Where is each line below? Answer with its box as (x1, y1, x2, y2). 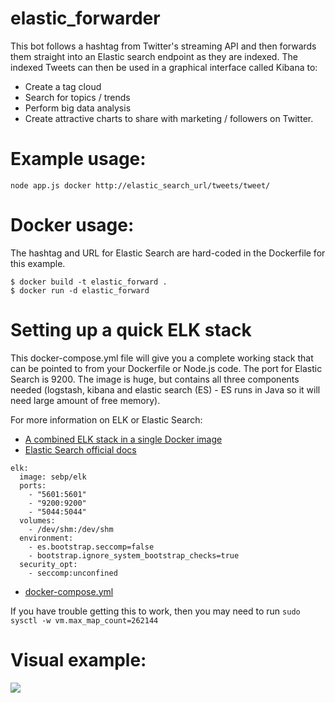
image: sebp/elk (19, 472, 87, 482)
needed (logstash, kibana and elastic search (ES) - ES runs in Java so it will (10, 383, 321, 396)
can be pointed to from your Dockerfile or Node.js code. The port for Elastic (10, 362, 323, 374)
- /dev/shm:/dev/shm (28, 524, 114, 534)
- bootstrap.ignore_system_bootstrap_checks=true (28, 550, 240, 561)
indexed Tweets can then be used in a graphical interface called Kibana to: (10, 61, 318, 73)
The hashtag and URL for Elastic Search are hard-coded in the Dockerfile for (10, 247, 326, 259)
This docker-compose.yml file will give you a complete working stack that (10, 352, 314, 364)
